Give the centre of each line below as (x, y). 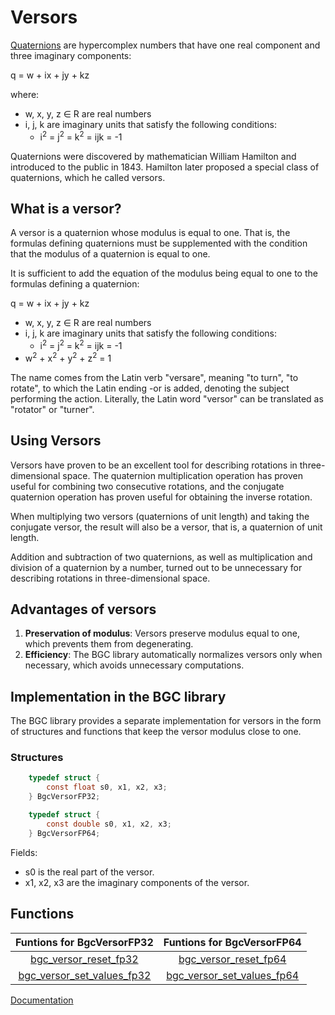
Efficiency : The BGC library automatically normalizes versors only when (173, 655)
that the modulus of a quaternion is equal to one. (110, 254)
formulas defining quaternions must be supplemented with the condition (159, 243)
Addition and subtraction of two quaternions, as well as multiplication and (161, 557)
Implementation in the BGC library (118, 696)
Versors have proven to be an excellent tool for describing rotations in (154, 465)
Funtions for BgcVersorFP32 (84, 942)
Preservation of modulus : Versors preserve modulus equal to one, (162, 633)
